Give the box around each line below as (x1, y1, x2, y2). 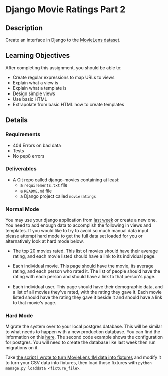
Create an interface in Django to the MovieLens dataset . (5, 37, 121, 43)
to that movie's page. (12, 300, 57, 306)
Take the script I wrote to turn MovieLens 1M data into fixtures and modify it (5, 354, 161, 360)
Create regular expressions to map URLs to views (12, 74, 115, 80)
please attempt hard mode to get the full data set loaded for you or (5, 233, 143, 239)
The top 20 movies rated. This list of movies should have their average (12, 248, 158, 254)
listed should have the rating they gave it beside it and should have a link (12, 294, 163, 300)
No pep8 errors (12, 153, 45, 159)
